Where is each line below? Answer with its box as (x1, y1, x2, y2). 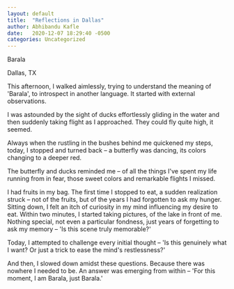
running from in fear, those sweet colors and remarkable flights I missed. (7, 175, 216, 183)
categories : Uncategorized (7, 36, 86, 43)
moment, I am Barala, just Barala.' (7, 274, 103, 283)
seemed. (7, 125, 33, 134)
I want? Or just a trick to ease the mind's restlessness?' (7, 246, 166, 254)
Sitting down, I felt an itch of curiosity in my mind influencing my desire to (7, 203, 218, 211)
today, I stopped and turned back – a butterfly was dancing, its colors (7, 146, 207, 155)
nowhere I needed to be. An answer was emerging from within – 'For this (7, 267, 216, 275)
